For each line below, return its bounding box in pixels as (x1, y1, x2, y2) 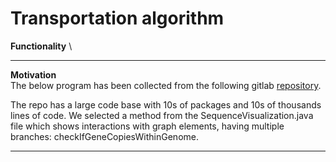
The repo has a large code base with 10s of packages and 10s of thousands (10, 98, 322, 111)
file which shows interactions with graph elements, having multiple (10, 120, 285, 132)
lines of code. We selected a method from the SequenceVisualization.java (10, 109, 314, 121)
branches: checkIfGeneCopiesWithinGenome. (10, 130, 199, 142)
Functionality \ (10, 40, 73, 52)
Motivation (10, 68, 57, 81)
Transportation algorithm (10, 7, 225, 30)
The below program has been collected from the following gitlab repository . (10, 79, 322, 91)
